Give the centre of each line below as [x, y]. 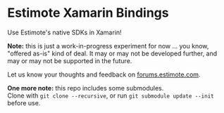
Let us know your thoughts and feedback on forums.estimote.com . [104, 74]
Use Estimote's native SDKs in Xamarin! [64, 32]
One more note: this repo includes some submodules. [86, 88]
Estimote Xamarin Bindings [88, 13]
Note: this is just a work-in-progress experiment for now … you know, [108, 46]
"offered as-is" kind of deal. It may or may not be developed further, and [112, 53]
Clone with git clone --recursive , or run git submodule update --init [111, 95]
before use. [24, 102]
